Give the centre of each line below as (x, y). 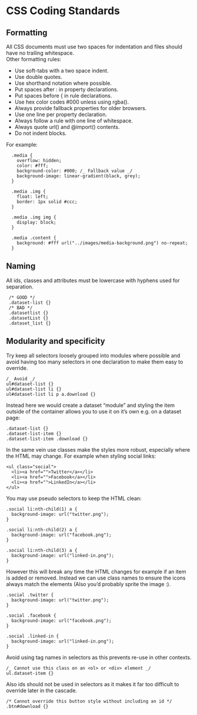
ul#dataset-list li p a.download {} (51, 394)
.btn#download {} (27, 706)
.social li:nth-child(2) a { (42, 529)
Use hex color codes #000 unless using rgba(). (72, 102)
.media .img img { (34, 217)
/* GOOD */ (22, 297)
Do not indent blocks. (41, 133)
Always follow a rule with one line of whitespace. (74, 121)
